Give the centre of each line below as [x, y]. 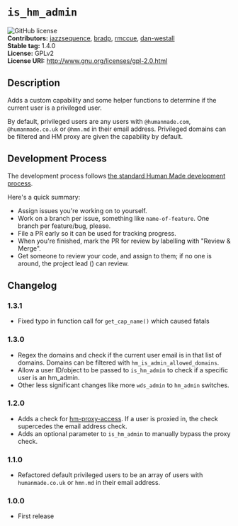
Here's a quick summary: [44, 197]
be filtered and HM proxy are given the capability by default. [95, 136]
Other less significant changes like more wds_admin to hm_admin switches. [123, 385]
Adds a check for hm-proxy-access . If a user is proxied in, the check [118, 418]
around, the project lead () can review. [73, 263]
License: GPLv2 [31, 53]
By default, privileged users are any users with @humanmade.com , [99, 121]
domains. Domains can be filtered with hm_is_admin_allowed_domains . [118, 362]
